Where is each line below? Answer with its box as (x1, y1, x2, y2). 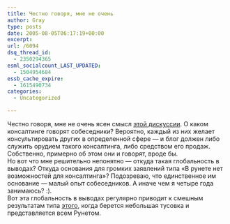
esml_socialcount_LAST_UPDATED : (7, 62, 101, 69)
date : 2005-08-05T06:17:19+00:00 (7, 29, 105, 37)
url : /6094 (7, 43, 39, 50)
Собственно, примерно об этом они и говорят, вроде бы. (7, 149, 178, 158)
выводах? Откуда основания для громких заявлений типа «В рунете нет (7, 165, 223, 172)
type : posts (7, 23, 42, 30)
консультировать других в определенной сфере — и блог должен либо (7, 135, 220, 143)
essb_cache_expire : (7, 75, 64, 82)
